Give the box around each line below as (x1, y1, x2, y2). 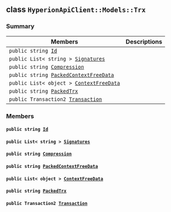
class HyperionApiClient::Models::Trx (6, 5, 146, 15)
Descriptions (125, 38, 163, 46)
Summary (6, 22, 35, 31)
